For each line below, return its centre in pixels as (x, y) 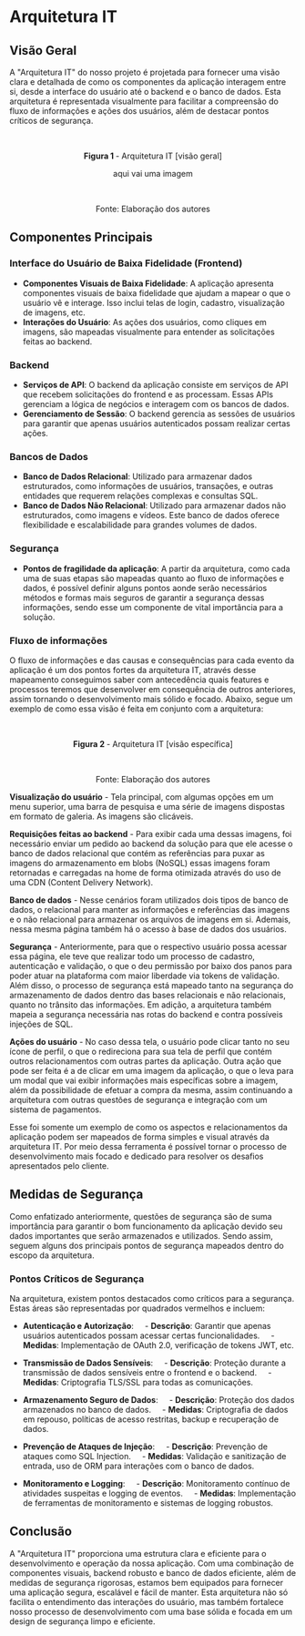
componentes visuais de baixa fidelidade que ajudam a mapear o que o (157, 292)
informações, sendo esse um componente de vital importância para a (153, 607)
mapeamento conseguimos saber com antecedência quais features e (139, 680)
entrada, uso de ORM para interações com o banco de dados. (138, 1466)
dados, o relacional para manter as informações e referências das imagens (150, 909)
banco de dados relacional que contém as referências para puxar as (137, 853)
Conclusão (41, 1532)
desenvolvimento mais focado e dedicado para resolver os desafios (137, 1156)
